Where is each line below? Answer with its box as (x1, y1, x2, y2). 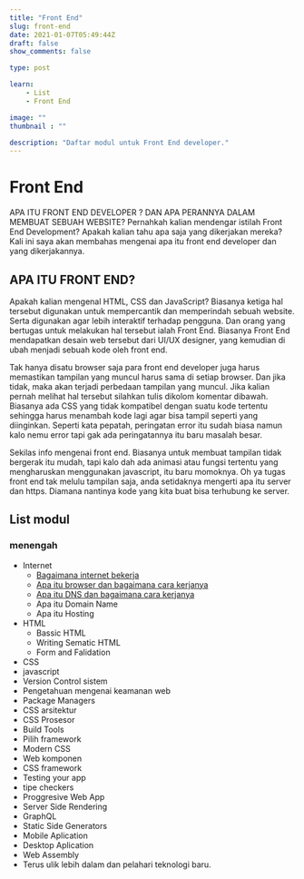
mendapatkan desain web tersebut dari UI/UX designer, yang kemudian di (9, 335, 286, 345)
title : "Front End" (9, 13, 83, 23)
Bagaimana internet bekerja (35, 569, 140, 580)
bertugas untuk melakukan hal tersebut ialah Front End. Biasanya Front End (9, 325, 290, 336)
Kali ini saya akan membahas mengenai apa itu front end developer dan (9, 236, 277, 247)
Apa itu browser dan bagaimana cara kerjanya (35, 578, 209, 590)
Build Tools (22, 724, 65, 735)
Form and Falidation (35, 647, 111, 657)
